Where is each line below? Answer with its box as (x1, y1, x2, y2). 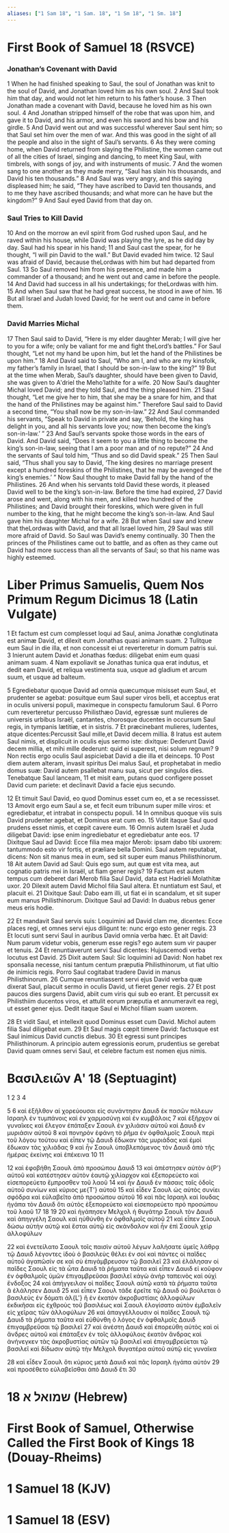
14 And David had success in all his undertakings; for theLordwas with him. (7, 280, 219, 288)
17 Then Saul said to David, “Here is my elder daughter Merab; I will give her (7, 334, 221, 343)
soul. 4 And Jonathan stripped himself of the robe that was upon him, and (7, 109, 215, 117)
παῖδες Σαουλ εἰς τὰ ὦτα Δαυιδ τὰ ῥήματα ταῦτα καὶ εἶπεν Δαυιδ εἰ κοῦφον (7, 1264, 223, 1272)
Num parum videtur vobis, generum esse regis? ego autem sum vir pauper (7, 938, 217, 947)
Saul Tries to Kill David (7, 213, 83, 223)
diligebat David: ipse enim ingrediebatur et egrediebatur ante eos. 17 (7, 831, 200, 839)
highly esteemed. (7, 553, 56, 561)
